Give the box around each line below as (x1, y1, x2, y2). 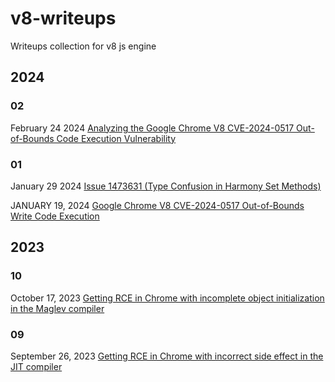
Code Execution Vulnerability (56, 132, 177, 144)
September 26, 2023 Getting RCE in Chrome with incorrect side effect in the (10, 350, 324, 362)
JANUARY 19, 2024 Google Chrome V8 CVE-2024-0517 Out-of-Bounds (10, 199, 305, 211)
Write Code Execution (10, 210, 100, 222)
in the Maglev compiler (10, 302, 105, 314)
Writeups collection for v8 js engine (10, 40, 157, 52)
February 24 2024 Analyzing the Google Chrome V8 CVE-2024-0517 (10, 122, 295, 134)
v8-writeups (10, 7, 117, 30)
